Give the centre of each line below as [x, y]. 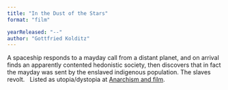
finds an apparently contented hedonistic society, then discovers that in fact [114, 65]
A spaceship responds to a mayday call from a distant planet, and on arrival [113, 58]
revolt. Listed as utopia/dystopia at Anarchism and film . [86, 80]
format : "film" [29, 20]
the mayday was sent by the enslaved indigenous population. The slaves [109, 72]
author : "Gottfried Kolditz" [48, 38]
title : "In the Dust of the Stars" [58, 13]
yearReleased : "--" [35, 32]
